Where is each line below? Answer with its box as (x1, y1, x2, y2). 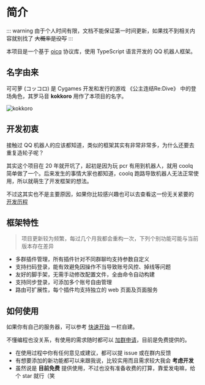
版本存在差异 (21, 242, 54, 250)
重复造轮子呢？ (6, 149, 44, 156)
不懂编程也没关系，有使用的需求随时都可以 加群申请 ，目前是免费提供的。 (6, 336, 190, 343)
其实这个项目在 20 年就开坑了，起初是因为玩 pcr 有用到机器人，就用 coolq (6, 162, 193, 169)
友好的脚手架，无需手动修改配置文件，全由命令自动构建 (15, 271, 155, 278)
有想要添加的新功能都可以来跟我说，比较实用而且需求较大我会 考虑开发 (15, 357, 194, 364)
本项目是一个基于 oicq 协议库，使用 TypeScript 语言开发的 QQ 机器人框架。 (6, 47, 196, 55)
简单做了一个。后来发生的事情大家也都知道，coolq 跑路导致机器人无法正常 (6, 170, 194, 177)
